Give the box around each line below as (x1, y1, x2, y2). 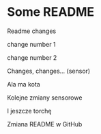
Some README (7, 4, 94, 20)
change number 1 (7, 40, 56, 48)
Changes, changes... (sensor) (7, 67, 91, 75)
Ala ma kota (7, 80, 41, 88)
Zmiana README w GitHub (7, 120, 83, 128)
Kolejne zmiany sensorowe (7, 93, 83, 102)
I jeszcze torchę (7, 107, 52, 115)
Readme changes (7, 27, 57, 35)
